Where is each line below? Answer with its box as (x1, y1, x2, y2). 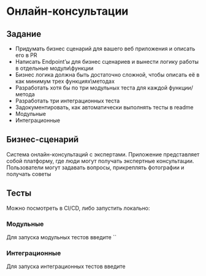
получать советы (6, 170, 51, 177)
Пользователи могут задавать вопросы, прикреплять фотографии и (6, 164, 185, 171)
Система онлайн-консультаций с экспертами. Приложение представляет (6, 150, 200, 158)
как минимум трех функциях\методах (15, 78, 115, 85)
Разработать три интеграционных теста (15, 97, 120, 104)
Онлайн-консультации (6, 4, 129, 18)
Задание (6, 29, 42, 39)
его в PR (15, 52, 37, 59)
